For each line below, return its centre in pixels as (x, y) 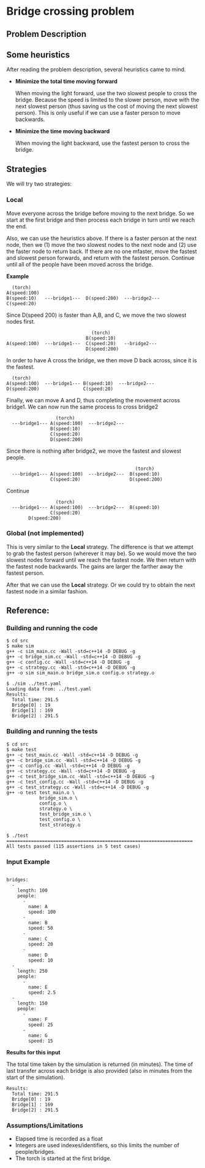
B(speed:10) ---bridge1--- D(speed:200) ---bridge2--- (83, 298)
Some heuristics (38, 54)
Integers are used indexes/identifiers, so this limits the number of (97, 1145)
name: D (38, 955)
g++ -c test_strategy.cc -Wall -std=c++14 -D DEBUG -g (78, 787)
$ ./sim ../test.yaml (34, 684)
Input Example (28, 862)
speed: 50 (41, 929)
